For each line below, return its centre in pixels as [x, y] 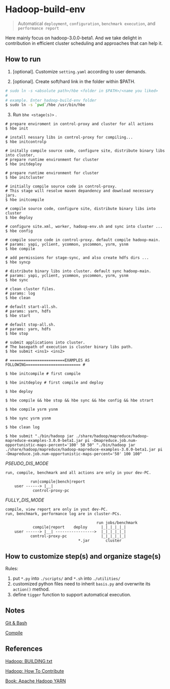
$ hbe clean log [22, 427]
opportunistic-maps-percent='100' [42, 445]
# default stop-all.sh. [31, 325]
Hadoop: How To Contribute [35, 671]
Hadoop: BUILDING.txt [29, 661]
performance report [38, 28]
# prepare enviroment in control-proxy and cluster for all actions [79, 124]
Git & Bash [16, 623]
